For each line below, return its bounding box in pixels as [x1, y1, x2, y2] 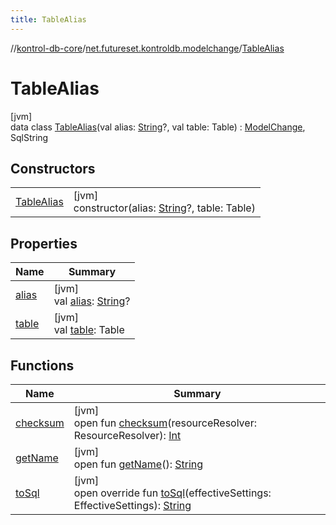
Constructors [10, 160, 96, 177]
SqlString [10, 131, 49, 143]
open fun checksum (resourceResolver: [73, 416, 257, 430]
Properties [10, 235, 78, 252]
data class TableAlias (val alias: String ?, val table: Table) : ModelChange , [10, 121, 306, 133]
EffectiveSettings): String [73, 499, 192, 512]
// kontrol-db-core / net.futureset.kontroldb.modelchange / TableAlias [10, 42, 285, 54]
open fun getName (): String [73, 457, 204, 471]
